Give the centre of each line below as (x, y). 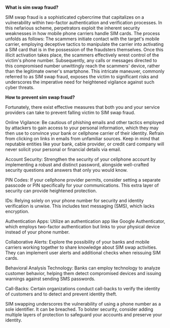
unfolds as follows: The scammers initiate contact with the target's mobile (82, 39)
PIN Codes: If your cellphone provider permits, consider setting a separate (83, 180)
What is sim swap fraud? (32, 7)
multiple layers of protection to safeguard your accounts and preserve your (84, 315)
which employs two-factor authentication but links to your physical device (82, 227)
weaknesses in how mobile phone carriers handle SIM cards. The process (83, 33)
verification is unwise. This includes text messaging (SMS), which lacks (80, 206)
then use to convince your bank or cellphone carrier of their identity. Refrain (85, 133)
